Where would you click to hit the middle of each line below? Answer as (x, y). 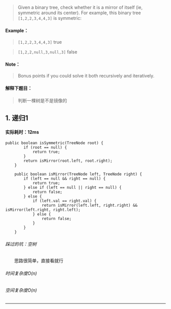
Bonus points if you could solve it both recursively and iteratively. (86, 76)
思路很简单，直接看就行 (39, 261)
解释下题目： (19, 88)
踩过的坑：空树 (21, 244)
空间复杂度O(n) (21, 290)
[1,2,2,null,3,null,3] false (47, 52)
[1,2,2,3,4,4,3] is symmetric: (50, 18)
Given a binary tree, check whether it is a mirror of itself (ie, (80, 7)
